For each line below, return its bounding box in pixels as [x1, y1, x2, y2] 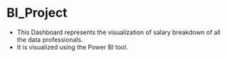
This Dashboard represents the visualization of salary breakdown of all [16, 28, 221, 36]
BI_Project [6, 5, 68, 21]
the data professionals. [16, 35, 83, 43]
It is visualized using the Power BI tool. [16, 43, 128, 51]
